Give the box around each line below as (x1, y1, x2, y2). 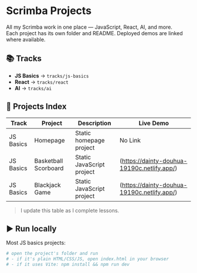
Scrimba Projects (6, 4, 92, 18)
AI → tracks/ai (14, 84, 52, 91)
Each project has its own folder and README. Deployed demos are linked (6, 29, 183, 36)
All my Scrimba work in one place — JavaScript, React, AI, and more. (6, 23, 173, 30)
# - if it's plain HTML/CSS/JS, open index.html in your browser (6, 256, 169, 262)
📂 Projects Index (6, 101, 67, 112)
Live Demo (138, 119, 169, 127)
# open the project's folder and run (6, 251, 98, 257)
